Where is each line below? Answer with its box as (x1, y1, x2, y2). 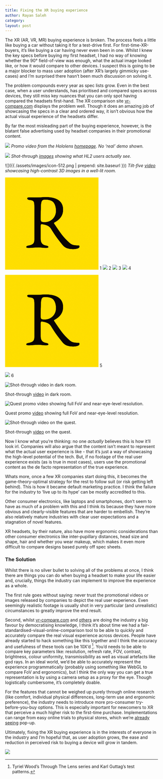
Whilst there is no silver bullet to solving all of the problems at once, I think (5, 567, 154, 573)
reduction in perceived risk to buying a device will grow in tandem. (5, 740, 138, 746)
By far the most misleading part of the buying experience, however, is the (5, 123, 152, 129)
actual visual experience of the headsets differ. (5, 114, 99, 119)
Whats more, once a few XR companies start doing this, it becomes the (5, 474, 147, 480)
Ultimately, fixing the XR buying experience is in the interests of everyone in (5, 729, 157, 735)
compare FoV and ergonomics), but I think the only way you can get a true (5, 669, 153, 675)
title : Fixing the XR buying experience (5, 8, 88, 13)
